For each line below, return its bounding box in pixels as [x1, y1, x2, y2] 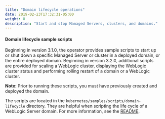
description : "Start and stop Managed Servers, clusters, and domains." [5, 21, 158, 26]
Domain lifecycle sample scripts [5, 36, 73, 42]
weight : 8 [5, 16, 26, 21]
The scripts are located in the [5, 98, 65, 104]
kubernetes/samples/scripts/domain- [66, 99, 141, 104]
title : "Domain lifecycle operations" [5, 7, 85, 12]
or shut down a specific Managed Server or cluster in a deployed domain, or [5, 52, 161, 58]
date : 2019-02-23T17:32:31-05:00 [5, 12, 74, 17]
